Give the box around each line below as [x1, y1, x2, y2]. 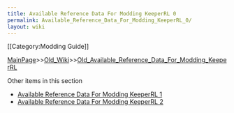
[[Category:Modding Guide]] [7, 43, 89, 51]
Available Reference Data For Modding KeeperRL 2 [17, 98, 164, 106]
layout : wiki [7, 23, 45, 30]
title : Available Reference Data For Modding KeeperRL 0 [7, 10, 177, 17]
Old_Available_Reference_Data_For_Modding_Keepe [77, 56, 227, 64]
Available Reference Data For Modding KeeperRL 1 [17, 90, 163, 98]
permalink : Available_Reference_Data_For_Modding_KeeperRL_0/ [7, 17, 192, 24]
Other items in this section [7, 77, 82, 85]
